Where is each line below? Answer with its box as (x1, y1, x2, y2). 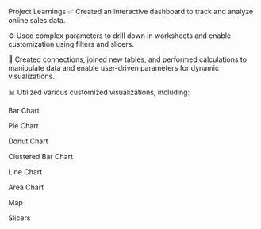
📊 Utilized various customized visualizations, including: (8, 87, 190, 97)
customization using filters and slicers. (8, 40, 135, 48)
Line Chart (8, 167, 43, 177)
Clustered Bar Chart (8, 152, 74, 161)
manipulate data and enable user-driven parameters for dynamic (8, 63, 220, 72)
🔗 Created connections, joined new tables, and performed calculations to (8, 55, 248, 64)
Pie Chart (8, 121, 39, 130)
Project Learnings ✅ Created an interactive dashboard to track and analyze (8, 7, 254, 16)
